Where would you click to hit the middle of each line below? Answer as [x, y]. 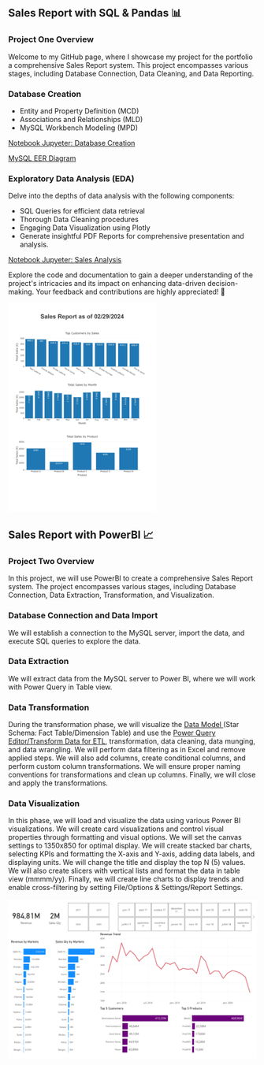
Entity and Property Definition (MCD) [79, 111]
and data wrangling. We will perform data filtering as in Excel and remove [127, 750]
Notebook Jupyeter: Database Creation [72, 143]
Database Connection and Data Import [83, 615]
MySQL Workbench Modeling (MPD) [79, 128]
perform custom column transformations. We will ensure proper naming [125, 766]
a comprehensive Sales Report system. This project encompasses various [128, 65]
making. [21, 292]
